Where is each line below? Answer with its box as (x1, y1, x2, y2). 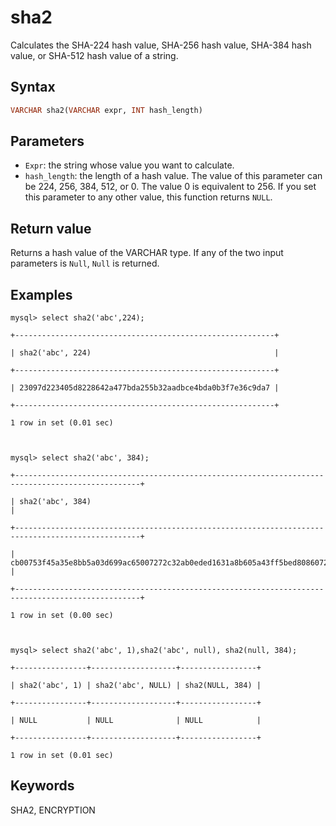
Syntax (10, 79, 56, 96)
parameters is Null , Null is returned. (10, 257, 160, 270)
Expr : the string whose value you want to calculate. (24, 159, 235, 171)
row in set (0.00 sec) (19, 611, 114, 621)
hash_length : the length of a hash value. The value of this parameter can (24, 170, 323, 182)
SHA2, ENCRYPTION (10, 804, 96, 816)
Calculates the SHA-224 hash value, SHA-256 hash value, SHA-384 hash (10, 39, 312, 51)
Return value (10, 220, 92, 237)
